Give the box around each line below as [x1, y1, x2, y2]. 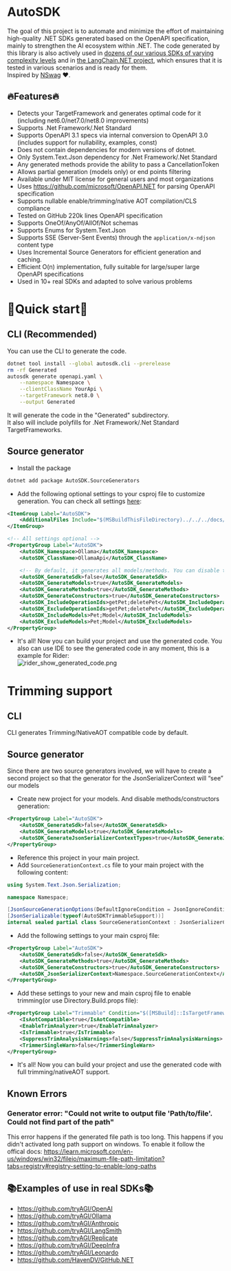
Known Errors [7, 1088, 67, 1100]
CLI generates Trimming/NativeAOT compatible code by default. [7, 729, 189, 737]
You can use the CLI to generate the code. [7, 347, 127, 355]
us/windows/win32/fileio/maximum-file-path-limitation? [7, 1155, 165, 1163]
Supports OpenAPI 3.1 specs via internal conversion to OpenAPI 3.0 [16, 131, 208, 139]
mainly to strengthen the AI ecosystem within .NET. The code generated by [7, 41, 220, 50]
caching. [16, 255, 43, 264]
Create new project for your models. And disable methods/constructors [16, 795, 220, 803]
